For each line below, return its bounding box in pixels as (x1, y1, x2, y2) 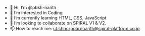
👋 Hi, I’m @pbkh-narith (9, 5, 56, 10)
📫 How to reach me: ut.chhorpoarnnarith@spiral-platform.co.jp (9, 26, 140, 31)
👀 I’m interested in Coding (9, 10, 63, 16)
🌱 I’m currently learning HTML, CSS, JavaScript (9, 15, 107, 20)
